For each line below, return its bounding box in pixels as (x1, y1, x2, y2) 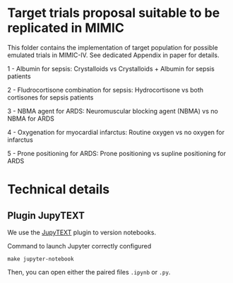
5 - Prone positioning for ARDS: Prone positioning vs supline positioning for (7, 149, 226, 157)
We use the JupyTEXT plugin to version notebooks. (7, 228, 157, 236)
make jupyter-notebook (7, 255, 74, 263)
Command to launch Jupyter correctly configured (7, 241, 152, 250)
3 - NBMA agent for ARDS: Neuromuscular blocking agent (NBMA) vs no (7, 107, 219, 115)
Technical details (7, 181, 110, 198)
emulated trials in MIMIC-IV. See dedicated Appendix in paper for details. (7, 51, 220, 59)
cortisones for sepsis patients (7, 93, 94, 102)
